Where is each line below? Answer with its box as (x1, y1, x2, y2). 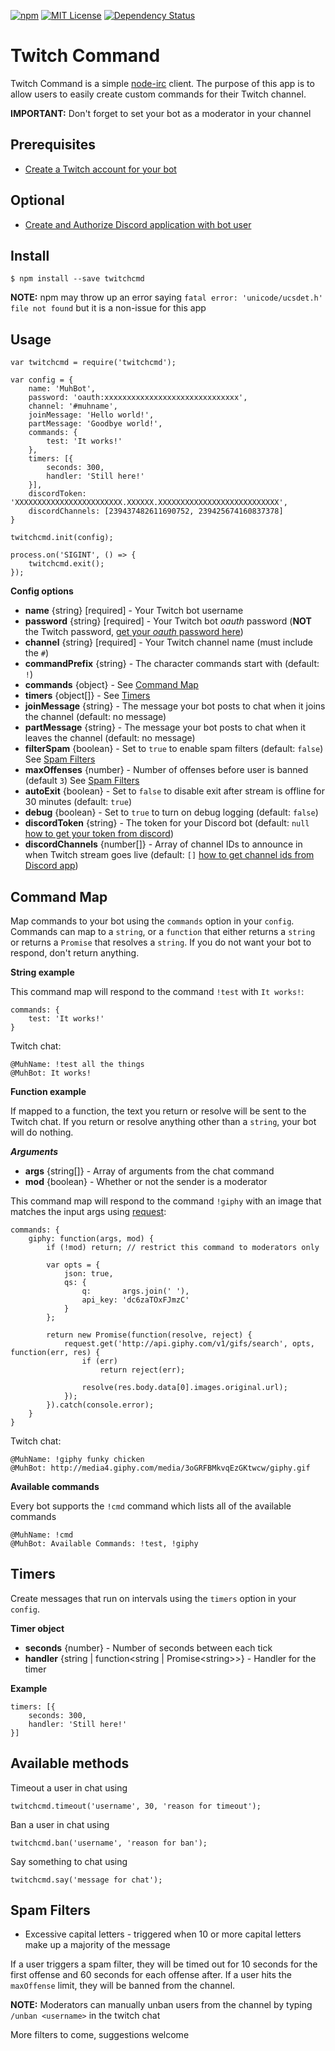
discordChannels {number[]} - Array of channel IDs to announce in (24, 838, 303, 850)
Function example (10, 1086, 87, 1097)
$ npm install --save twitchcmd (10, 274, 145, 284)
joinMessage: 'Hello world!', (28, 410, 155, 420)
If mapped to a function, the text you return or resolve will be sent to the (10, 1105, 307, 1117)
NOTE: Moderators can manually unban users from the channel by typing (10, 1999, 313, 2011)
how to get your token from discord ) (24, 828, 174, 840)
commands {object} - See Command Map (24, 679, 199, 691)
